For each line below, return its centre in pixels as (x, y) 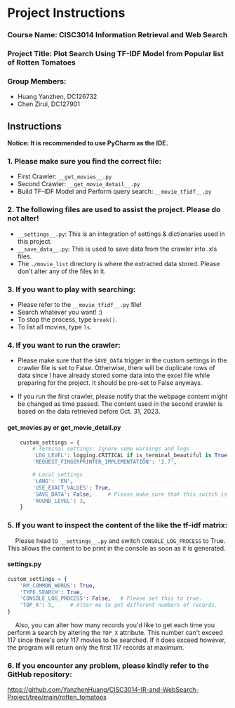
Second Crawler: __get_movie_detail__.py (79, 184)
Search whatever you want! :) (60, 312)
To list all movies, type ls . (55, 327)
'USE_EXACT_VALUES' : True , (72, 487)
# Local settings (58, 475)
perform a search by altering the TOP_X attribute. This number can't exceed (115, 633)
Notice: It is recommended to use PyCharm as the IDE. (88, 143)
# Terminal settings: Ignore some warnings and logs (111, 449)
